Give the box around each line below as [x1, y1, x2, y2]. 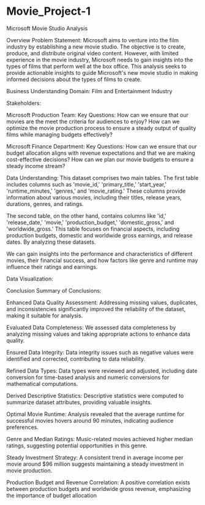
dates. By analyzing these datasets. [6, 238, 96, 245]
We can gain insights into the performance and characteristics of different [6, 250, 193, 257]
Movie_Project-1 [6, 4, 91, 18]
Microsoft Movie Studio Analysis [6, 25, 88, 32]
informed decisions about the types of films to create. [6, 75, 142, 83]
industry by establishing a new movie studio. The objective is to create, [6, 43, 185, 50]
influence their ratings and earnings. [6, 263, 98, 271]
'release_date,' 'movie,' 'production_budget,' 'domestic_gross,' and [6, 218, 174, 226]
